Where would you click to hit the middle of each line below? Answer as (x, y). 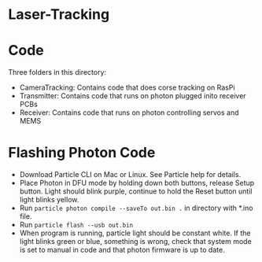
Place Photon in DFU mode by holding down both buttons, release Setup (137, 183)
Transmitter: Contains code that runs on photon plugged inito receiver (133, 96)
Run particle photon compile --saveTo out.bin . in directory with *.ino (136, 208)
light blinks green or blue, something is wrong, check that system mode (135, 242)
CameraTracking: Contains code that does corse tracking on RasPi (127, 87)
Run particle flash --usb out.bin (76, 225)
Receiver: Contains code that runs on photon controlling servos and (129, 113)
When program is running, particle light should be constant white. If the (135, 233)
